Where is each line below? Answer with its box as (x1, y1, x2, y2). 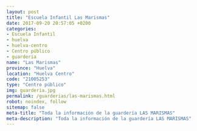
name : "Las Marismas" (6, 59, 61, 65)
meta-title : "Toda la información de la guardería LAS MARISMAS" (6, 110, 175, 116)
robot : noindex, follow (6, 98, 67, 104)
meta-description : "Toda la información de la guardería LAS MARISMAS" (6, 115, 192, 121)
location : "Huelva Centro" (6, 71, 75, 77)
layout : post (6, 8, 40, 15)
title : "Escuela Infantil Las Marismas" (6, 14, 111, 21)
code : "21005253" (6, 76, 50, 82)
